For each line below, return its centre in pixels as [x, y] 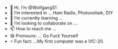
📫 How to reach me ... [33, 29]
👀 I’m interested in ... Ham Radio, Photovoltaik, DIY [61, 13]
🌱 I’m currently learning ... [36, 18]
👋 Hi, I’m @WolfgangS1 [33, 8]
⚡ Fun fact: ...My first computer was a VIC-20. [57, 41]
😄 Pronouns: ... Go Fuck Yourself [44, 36]
